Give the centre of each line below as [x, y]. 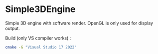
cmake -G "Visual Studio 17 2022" [41, 47]
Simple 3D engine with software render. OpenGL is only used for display [79, 23]
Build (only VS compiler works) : [38, 38]
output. [12, 28]
